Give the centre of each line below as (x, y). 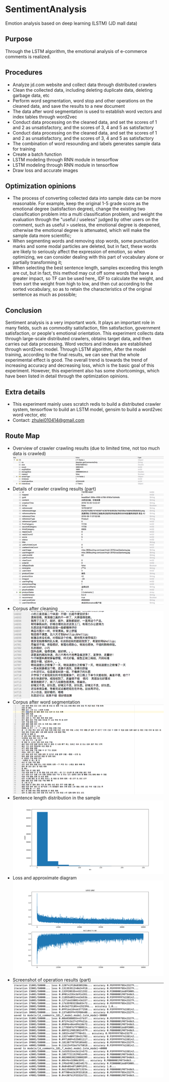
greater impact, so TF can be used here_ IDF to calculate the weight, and (88, 279)
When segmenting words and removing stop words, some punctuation (85, 241)
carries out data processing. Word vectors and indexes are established (78, 344)
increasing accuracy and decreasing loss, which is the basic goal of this (80, 365)
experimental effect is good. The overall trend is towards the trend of (76, 360)
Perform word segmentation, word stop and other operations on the (83, 101)
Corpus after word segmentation (46, 702)
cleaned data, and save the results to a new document (69, 106)
